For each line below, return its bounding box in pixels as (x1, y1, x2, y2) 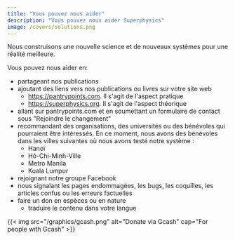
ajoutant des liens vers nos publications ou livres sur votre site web (17, 85, 212, 93)
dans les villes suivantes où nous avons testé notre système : (17, 137, 194, 145)
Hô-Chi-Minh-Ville (27, 152, 81, 160)
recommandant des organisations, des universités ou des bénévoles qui (17, 122, 226, 131)
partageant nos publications (17, 77, 100, 86)
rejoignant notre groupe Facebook (17, 174, 117, 182)
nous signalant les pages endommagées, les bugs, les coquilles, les (17, 182, 214, 190)
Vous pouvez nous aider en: (7, 64, 88, 72)
